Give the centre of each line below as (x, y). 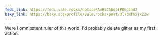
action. (12, 33)
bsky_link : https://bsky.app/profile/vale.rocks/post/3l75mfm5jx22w (77, 14)
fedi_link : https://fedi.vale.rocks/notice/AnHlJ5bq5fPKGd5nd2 (71, 10)
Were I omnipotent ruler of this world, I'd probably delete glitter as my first (80, 28)
